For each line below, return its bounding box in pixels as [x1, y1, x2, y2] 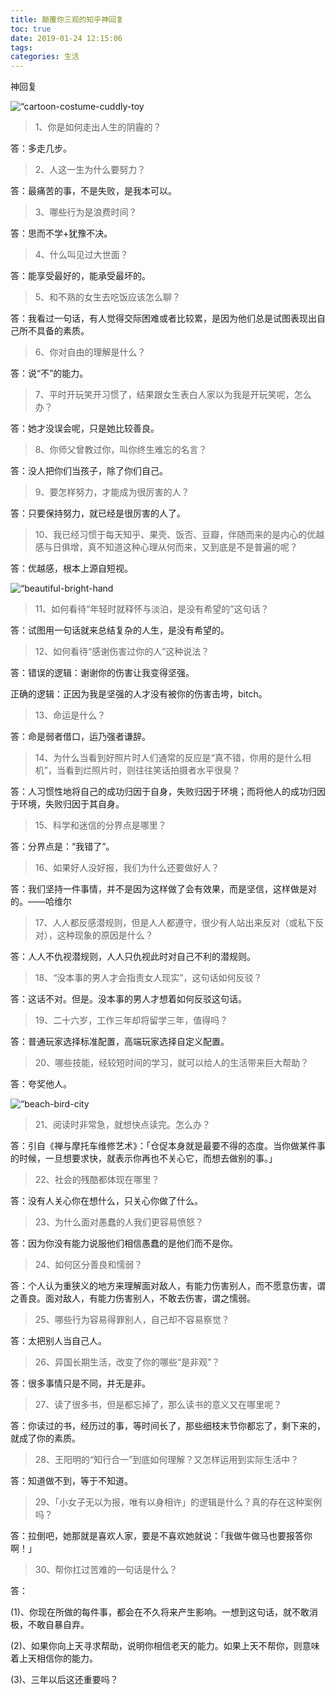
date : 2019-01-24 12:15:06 [10, 33, 123, 43]
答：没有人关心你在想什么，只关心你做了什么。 [10, 1195, 203, 1207]
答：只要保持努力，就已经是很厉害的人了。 [10, 507, 186, 520]
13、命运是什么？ [34, 709, 107, 721]
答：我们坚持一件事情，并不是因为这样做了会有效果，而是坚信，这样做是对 [10, 883, 317, 895]
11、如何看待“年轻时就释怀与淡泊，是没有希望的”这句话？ [34, 603, 270, 615]
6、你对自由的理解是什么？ [34, 346, 147, 358]
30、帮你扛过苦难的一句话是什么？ [34, 1564, 178, 1576]
